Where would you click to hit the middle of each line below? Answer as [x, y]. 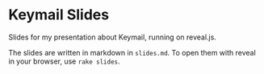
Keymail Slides [59, 15]
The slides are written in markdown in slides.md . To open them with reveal [132, 52]
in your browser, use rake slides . [64, 61]
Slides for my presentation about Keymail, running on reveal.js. [112, 37]
